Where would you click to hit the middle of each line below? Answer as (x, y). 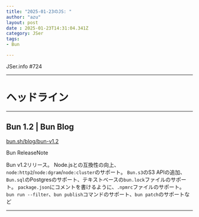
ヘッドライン (38, 98)
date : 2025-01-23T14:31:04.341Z (47, 28)
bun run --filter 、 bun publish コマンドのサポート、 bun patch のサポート (95, 194)
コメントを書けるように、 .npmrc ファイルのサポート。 (120, 187)
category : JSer (25, 34)
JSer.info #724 (24, 66)
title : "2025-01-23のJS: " (39, 11)
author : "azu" (24, 17)
